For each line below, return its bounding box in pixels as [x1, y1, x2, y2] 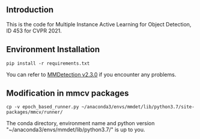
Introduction [6, 5, 54, 15]
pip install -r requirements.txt [6, 60, 90, 67]
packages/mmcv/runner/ [6, 109, 63, 116]
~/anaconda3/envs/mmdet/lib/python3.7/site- [81, 104, 195, 110]
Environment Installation [6, 44, 100, 55]
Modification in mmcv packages [6, 88, 129, 98]
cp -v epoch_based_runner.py [6, 104, 79, 110]
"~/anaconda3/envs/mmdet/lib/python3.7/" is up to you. [6, 126, 145, 134]
